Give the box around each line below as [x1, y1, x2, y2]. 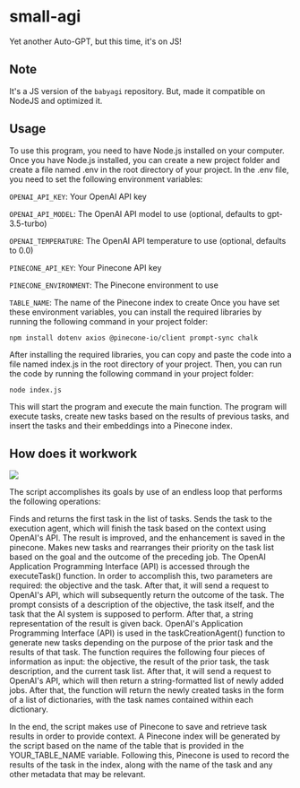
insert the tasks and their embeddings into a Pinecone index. [9, 420, 233, 431]
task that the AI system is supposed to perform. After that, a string [9, 609, 253, 619]
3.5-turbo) [9, 218, 47, 229]
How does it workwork [9, 446, 137, 461]
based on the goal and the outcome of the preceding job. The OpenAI [9, 551, 267, 562]
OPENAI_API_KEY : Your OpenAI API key [9, 191, 148, 202]
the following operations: [9, 496, 101, 507]
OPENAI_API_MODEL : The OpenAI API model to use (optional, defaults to [9, 208, 266, 219]
